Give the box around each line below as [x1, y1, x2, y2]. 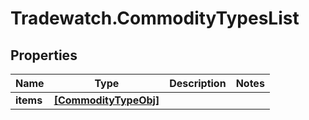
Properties [10, 47, 78, 64]
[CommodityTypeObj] [53, 93, 160, 107]
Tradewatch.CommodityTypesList [10, 7, 300, 30]
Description [169, 77, 227, 90]
